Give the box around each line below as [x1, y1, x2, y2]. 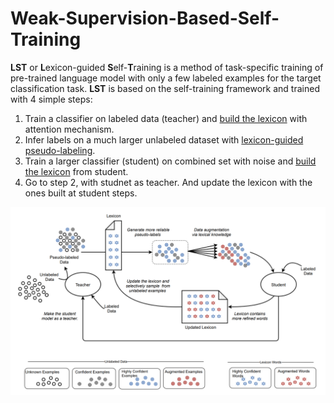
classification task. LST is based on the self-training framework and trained [10, 82, 320, 94]
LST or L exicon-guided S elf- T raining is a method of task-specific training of [10, 61, 324, 73]
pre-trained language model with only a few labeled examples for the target [10, 72, 322, 84]
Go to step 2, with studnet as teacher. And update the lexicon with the [24, 176, 313, 188]
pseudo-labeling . [24, 144, 96, 156]
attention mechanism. [24, 123, 115, 135]
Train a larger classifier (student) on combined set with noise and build [24, 155, 317, 167]
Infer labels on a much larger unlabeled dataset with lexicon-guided [24, 133, 304, 146]
